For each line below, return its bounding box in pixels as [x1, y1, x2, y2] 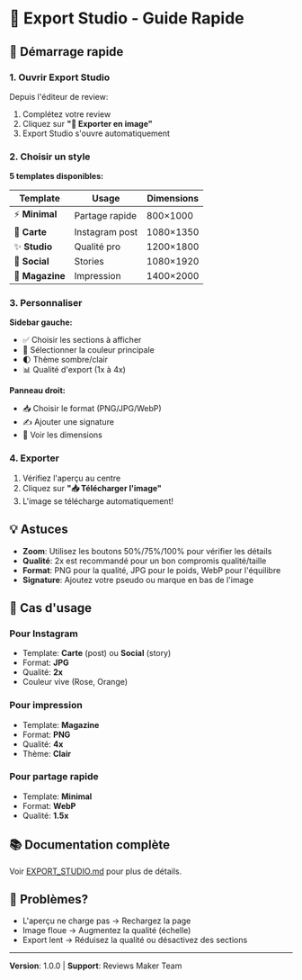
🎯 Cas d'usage [9, 600, 93, 616]
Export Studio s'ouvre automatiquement [22, 128, 171, 139]
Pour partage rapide [9, 770, 99, 783]
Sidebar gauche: [9, 317, 73, 328]
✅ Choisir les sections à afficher [22, 335, 142, 346]
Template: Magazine [22, 719, 100, 730]
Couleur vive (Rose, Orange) [22, 677, 129, 688]
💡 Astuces [9, 522, 69, 537]
